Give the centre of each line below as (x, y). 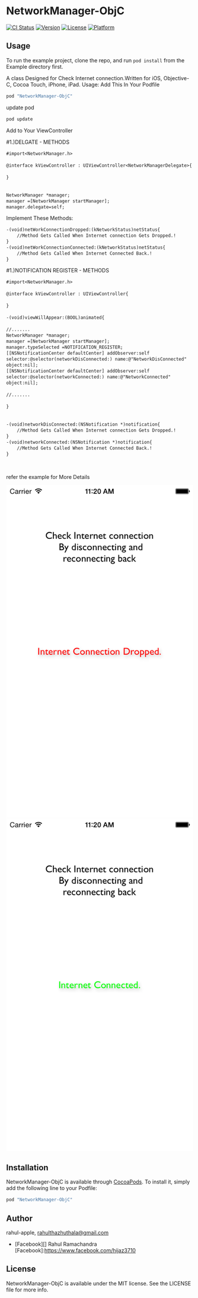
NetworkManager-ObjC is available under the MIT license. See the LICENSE (99, 1283)
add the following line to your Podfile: (52, 1188)
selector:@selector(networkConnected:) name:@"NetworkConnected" (88, 377)
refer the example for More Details (48, 477)
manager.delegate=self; (36, 207)
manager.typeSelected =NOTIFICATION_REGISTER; (65, 347)
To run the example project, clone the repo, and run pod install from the (95, 60)
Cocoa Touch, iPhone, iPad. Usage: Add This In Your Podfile (86, 84)
